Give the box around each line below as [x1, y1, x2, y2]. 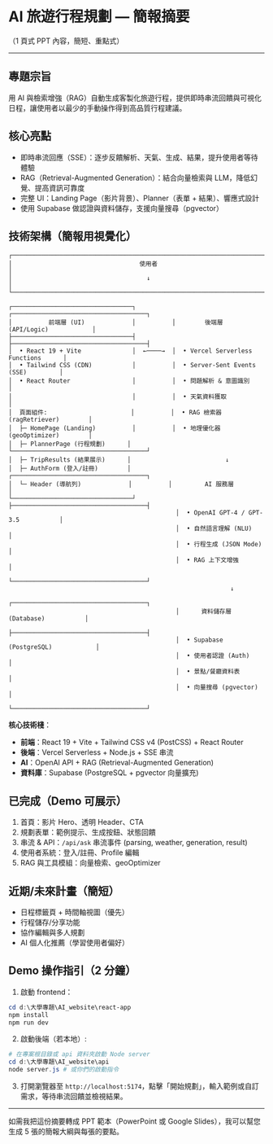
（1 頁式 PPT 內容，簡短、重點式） [8, 36, 124, 46]
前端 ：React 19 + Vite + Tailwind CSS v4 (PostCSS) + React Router [19, 738, 244, 747]
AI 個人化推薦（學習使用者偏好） [19, 938, 130, 947]
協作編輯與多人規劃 [19, 927, 85, 937]
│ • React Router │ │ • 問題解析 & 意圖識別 [8, 377, 250, 385]
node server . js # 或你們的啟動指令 [8, 1066, 119, 1074]
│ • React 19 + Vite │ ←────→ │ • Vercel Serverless [8, 347, 253, 355]
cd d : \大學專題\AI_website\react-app [8, 1003, 132, 1011]
